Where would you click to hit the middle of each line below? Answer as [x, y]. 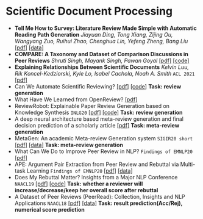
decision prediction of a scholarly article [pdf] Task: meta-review [97, 125]
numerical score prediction [49, 209]
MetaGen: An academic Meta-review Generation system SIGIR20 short [104, 138]
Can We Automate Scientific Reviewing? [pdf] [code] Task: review [98, 86]
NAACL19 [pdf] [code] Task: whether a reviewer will [79, 184]
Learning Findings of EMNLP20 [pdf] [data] [80, 171]
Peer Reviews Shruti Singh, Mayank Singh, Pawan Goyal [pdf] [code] [102, 60]
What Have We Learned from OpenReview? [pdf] [76, 99]
